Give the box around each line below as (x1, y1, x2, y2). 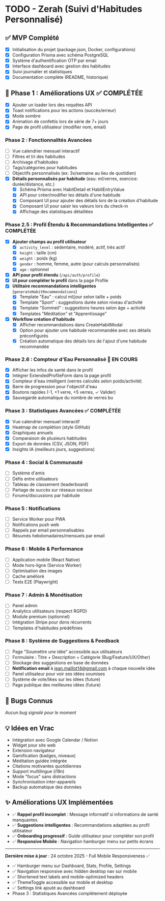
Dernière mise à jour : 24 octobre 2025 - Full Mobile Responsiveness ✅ (5, 853, 150, 859)
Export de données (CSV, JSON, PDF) (12, 441, 89, 447)
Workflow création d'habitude (12, 316, 75, 322)
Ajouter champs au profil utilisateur (12, 239, 86, 245)
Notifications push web (12, 522, 59, 528)
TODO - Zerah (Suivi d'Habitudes (5, 3, 142, 15)
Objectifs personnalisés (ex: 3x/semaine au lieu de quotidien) (12, 170, 137, 176)
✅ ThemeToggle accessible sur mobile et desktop (12, 879, 113, 885)
